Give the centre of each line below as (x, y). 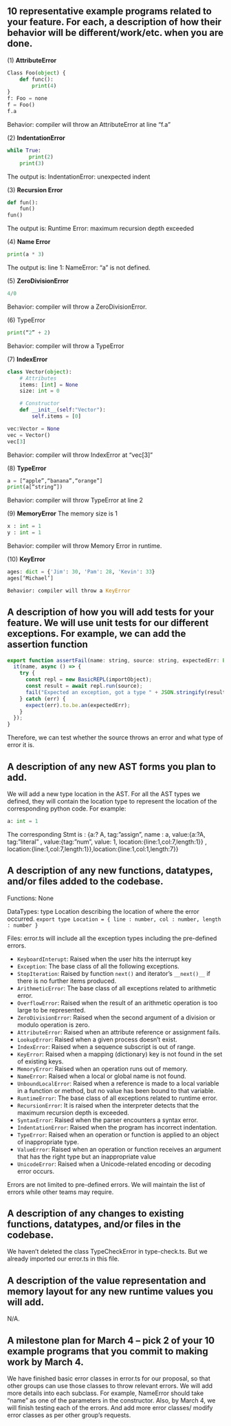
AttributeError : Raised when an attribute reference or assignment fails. (119, 1032)
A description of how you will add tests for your (111, 612)
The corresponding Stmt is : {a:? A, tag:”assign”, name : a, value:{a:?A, (107, 834)
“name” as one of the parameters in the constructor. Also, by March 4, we (111, 1400)
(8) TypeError (27, 468)
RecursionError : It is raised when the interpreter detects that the (108, 1105)
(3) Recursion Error (35, 190)
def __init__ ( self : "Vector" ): (63, 410)
